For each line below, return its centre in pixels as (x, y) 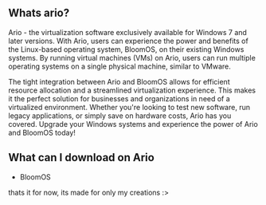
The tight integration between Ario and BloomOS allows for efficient (119, 81)
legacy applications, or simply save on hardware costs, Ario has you (120, 116)
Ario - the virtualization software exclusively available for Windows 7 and (127, 32)
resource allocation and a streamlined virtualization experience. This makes (132, 90)
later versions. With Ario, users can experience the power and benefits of (128, 41)
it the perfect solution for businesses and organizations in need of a (119, 98)
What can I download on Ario (82, 158)
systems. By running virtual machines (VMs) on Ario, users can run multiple (132, 57)
